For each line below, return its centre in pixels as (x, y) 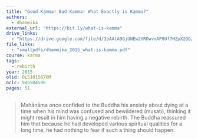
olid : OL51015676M (29, 77)
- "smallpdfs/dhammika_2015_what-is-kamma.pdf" (71, 50)
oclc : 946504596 (26, 83)
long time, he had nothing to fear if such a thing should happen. (98, 130)
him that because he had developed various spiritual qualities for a (101, 124)
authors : (17, 17)
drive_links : (22, 34)
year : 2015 (19, 72)
